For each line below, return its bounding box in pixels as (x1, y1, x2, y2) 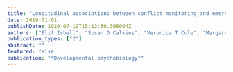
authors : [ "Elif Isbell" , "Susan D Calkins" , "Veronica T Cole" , (7, 29, 200, 36)
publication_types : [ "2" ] (7, 36, 82, 43)
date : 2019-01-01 (7, 16, 58, 23)
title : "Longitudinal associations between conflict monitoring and (7, 10, 209, 17)
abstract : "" (7, 42, 45, 49)
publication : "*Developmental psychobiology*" (7, 55, 144, 62)
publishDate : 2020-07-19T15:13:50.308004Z (7, 23, 132, 29)
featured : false (7, 49, 54, 56)
